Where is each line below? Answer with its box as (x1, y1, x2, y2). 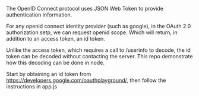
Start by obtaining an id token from (6, 71, 91, 77)
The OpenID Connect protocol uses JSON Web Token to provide (6, 5, 163, 12)
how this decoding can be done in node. (6, 59, 105, 66)
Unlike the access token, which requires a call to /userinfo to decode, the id (6, 47, 191, 54)
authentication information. (6, 11, 72, 18)
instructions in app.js (6, 83, 58, 90)
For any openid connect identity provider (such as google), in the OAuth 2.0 (6, 23, 191, 29)
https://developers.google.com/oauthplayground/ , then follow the (6, 77, 166, 84)
